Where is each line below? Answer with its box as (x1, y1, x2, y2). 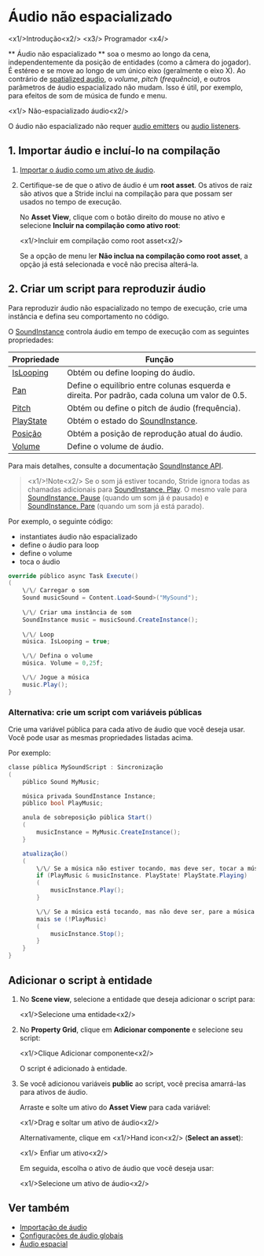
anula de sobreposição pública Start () (22, 814, 153, 822)
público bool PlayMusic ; (22, 799, 104, 808)
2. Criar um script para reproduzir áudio (8, 282, 207, 296)
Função (145, 354, 174, 365)
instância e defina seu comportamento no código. (8, 311, 170, 321)
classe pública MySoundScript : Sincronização (8, 763, 163, 771)
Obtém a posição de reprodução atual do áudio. (66, 428, 244, 439)
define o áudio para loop (19, 540, 100, 550)
